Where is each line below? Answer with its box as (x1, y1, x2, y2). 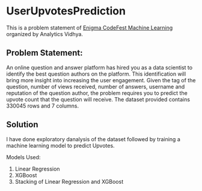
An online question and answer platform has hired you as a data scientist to (6, 64, 193, 71)
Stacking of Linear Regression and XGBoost (14, 178, 124, 185)
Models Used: (6, 153, 41, 160)
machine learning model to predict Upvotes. (6, 142, 115, 149)
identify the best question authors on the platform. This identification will (6, 70, 186, 77)
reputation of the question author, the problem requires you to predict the (6, 89, 188, 97)
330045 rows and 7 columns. (6, 102, 79, 109)
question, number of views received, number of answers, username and (6, 83, 185, 90)
